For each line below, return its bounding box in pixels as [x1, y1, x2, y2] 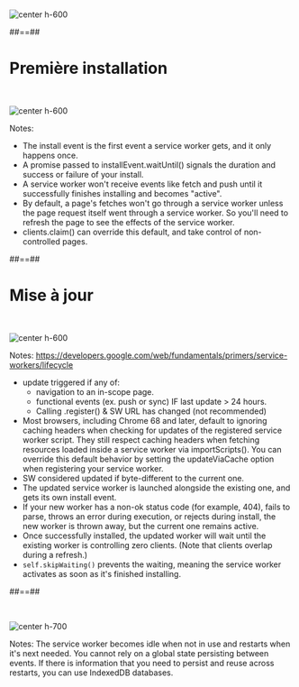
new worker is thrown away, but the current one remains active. [22, 520, 259, 531]
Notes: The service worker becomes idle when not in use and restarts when [9, 638, 291, 649]
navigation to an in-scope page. [35, 386, 155, 397]
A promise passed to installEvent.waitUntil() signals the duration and [22, 159, 276, 170]
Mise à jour [9, 285, 95, 306]
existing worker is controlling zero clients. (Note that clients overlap [22, 539, 273, 550]
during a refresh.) [22, 549, 88, 560]
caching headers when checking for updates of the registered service [22, 425, 282, 435]
